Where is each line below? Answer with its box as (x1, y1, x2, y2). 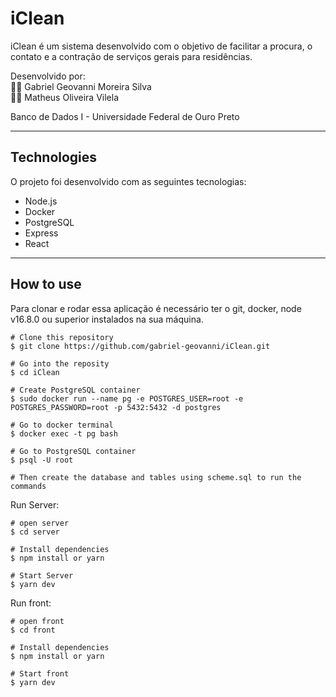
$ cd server (10, 527, 60, 537)
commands (10, 481, 47, 491)
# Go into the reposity (10, 358, 110, 369)
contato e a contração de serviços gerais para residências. (10, 50, 253, 62)
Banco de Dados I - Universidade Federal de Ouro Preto (10, 110, 240, 122)
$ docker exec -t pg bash (10, 428, 118, 439)
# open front (10, 616, 65, 626)
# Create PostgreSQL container (10, 385, 141, 395)
